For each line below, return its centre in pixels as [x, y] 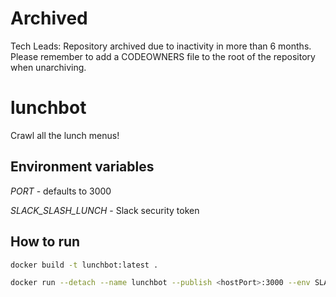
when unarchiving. [48, 67]
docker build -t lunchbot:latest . [84, 265]
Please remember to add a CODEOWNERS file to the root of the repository [163, 56]
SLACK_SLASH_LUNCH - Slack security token [105, 210]
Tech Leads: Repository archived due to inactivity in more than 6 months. [161, 46]
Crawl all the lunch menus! [65, 135]
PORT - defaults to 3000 [61, 191]
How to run [45, 242]
